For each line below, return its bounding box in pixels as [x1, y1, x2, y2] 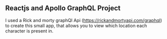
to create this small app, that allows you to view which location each [5, 22, 147, 28]
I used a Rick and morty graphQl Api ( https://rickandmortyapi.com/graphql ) [5, 17, 162, 23]
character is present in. [5, 27, 54, 34]
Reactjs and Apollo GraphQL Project [5, 4, 121, 12]
